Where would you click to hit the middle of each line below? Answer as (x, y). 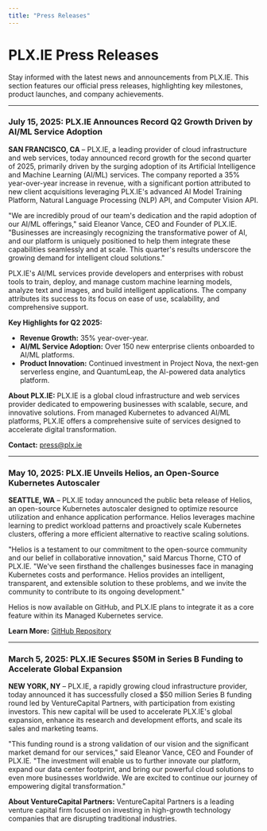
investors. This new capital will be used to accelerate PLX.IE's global (120, 712)
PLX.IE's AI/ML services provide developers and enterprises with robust (126, 273)
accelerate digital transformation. (62, 429)
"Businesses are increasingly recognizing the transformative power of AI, (128, 232)
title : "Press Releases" (49, 16)
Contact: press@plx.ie (45, 445)
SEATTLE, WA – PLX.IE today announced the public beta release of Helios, (130, 500)
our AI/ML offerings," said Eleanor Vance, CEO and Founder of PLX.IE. (123, 224)
